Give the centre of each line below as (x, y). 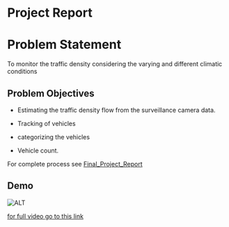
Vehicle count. (38, 150)
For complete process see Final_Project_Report (75, 164)
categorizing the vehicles (54, 136)
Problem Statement (64, 45)
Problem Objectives (51, 93)
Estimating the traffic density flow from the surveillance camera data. (116, 110)
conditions (22, 72)
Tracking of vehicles (46, 123)
